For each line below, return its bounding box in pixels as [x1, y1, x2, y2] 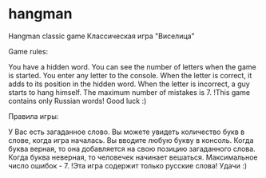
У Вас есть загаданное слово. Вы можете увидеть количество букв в [8, 127, 245, 136]
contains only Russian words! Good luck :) [8, 96, 147, 105]
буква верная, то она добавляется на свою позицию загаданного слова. [8, 144, 256, 153]
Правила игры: [8, 111, 59, 121]
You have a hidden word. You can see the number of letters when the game [8, 61, 257, 72]
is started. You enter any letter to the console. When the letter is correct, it [8, 70, 252, 80]
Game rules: [8, 46, 49, 56]
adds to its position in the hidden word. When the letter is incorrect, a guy [8, 79, 250, 89]
